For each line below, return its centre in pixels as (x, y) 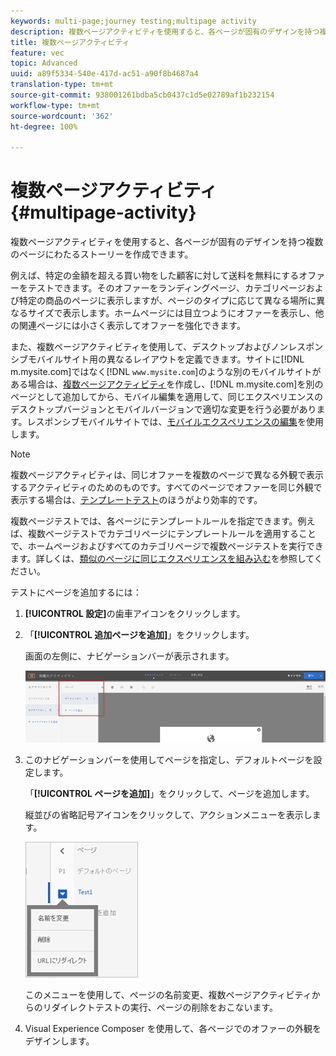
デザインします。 (59, 1041)
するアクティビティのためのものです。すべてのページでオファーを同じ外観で (166, 487)
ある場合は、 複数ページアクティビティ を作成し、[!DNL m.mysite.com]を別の (167, 384)
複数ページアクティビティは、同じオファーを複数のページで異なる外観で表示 (167, 475)
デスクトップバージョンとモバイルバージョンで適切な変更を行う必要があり (163, 409)
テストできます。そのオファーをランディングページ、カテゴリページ (167, 288)
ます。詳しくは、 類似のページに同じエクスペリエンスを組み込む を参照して (162, 559)
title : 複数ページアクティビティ (70, 42)
